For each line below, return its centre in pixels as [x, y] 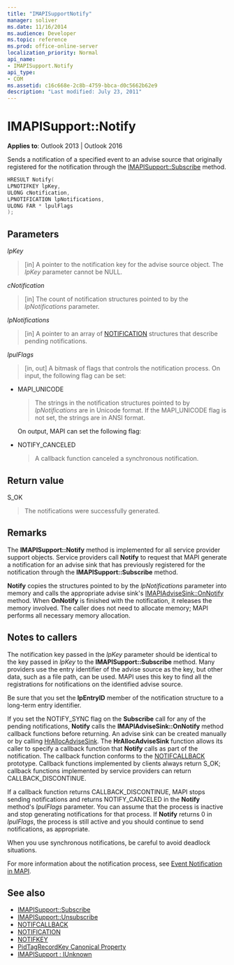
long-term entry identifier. [44, 705]
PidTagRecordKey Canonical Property [72, 947]
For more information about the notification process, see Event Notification [115, 863]
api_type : [22, 72]
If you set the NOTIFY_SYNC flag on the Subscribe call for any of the [107, 718]
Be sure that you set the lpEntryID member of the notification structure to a [115, 697]
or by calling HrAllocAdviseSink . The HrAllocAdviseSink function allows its [115, 741]
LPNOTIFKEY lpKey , [34, 186]
